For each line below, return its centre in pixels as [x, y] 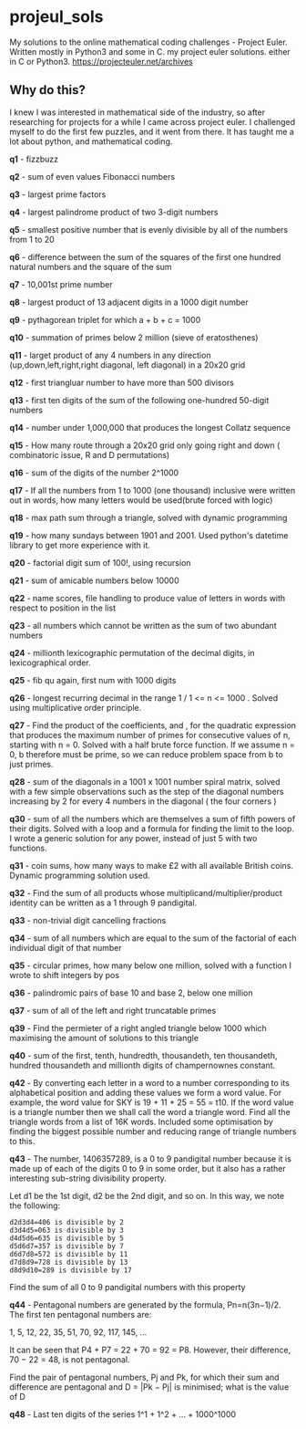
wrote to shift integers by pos [65, 975]
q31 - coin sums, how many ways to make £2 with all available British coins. [152, 865]
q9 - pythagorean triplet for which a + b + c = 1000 [105, 319]
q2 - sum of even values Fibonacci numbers [92, 176]
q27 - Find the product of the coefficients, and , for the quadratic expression [153, 725]
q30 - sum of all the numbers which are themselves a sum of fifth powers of [153, 819]
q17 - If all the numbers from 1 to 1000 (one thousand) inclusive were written [153, 490]
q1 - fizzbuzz [34, 159]
